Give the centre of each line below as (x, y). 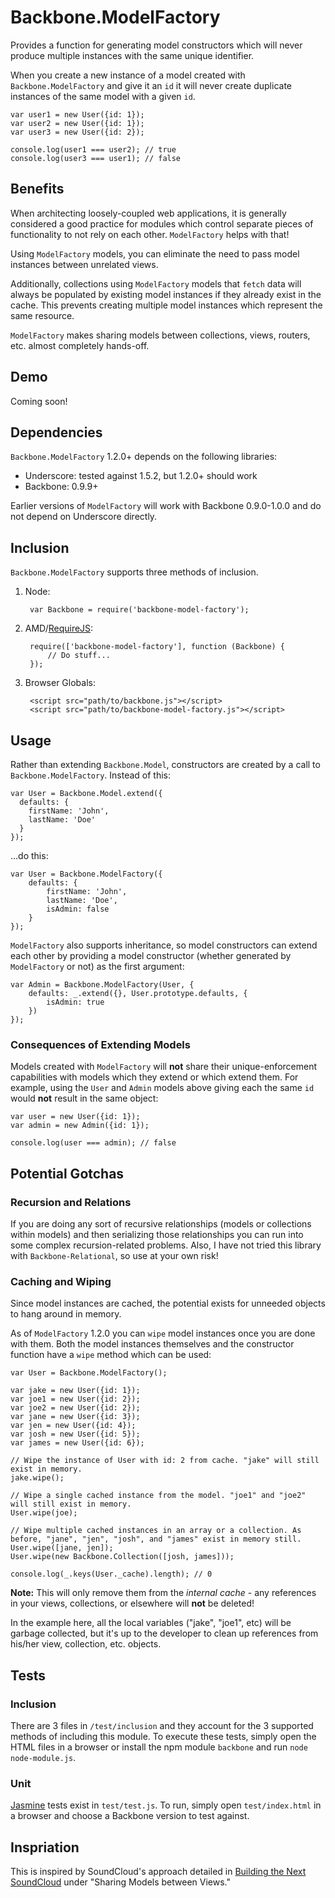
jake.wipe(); (37, 1478)
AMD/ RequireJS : (59, 628)
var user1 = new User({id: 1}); (77, 114)
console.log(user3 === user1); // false (96, 158)
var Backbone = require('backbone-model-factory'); (139, 610)
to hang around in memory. (66, 1314)
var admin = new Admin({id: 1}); (80, 1126)
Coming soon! (39, 401)
